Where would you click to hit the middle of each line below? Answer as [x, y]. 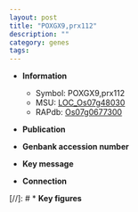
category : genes [39, 42]
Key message [48, 164]
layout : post [33, 17]
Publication [44, 129]
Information [45, 76]
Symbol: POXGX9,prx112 [80, 94]
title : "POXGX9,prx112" [53, 26]
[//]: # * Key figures [45, 199]
